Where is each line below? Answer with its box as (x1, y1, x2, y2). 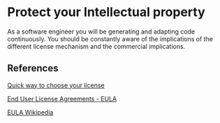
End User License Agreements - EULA (7, 94, 117, 103)
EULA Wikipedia (7, 108, 54, 116)
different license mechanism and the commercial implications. (7, 42, 186, 50)
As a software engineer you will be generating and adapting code (7, 27, 196, 36)
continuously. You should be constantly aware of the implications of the (7, 34, 213, 43)
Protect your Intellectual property (7, 4, 206, 20)
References (7, 62, 59, 74)
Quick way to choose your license (7, 81, 105, 89)
